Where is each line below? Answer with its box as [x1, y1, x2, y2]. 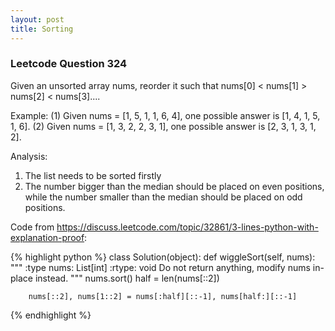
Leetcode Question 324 [10, 57, 128, 71]
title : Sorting [10, 24, 74, 34]
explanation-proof [10, 231, 85, 243]
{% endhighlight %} [10, 309, 92, 321]
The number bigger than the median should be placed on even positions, [24, 180, 325, 192]
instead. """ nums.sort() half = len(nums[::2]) [34, 272, 220, 284]
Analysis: [10, 150, 48, 162]
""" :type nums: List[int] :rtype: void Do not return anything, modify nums [10, 261, 311, 273]
